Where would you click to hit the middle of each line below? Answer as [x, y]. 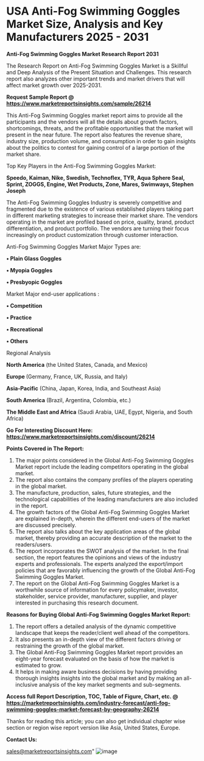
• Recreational [25, 329]
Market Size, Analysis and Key [85, 24]
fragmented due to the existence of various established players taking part [100, 209]
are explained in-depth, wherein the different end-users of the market [102, 519]
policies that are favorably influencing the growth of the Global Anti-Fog [105, 570]
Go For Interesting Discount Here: [50, 430]
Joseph [16, 191]
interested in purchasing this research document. [77, 603]
